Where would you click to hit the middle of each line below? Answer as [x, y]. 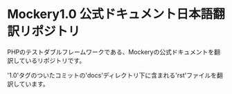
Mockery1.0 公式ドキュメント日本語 [110, 14]
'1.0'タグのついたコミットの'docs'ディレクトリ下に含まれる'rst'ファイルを [112, 75]
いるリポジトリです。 [55, 60]
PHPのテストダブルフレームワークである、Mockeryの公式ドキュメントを [111, 52]
